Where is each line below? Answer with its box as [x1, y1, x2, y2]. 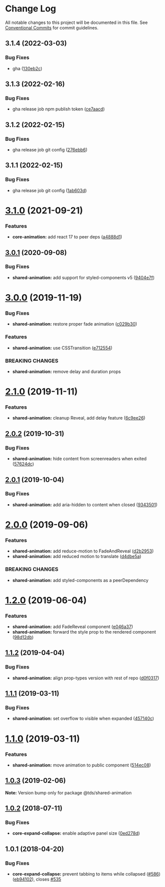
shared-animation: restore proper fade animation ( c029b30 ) [12, 321, 138, 327]
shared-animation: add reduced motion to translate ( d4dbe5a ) [12, 554, 142, 559]
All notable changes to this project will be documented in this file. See [5, 19, 148, 25]
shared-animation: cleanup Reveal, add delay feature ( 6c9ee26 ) [12, 415, 146, 421]
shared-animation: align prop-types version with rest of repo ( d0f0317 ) [12, 675, 160, 681]
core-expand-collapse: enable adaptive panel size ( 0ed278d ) [12, 830, 140, 836]
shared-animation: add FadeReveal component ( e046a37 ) [12, 624, 133, 630]
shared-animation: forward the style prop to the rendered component [12, 629, 157, 635]
